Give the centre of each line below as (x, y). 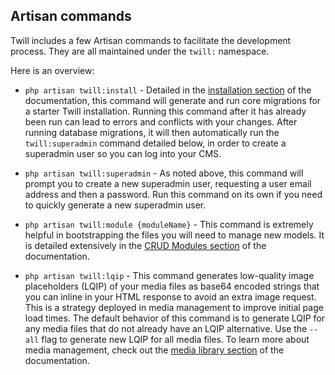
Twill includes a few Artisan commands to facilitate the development (151, 40)
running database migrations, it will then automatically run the (152, 132)
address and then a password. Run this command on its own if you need (173, 194)
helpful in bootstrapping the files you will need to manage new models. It (174, 235)
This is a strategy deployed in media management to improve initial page (174, 307)
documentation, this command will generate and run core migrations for (173, 100)
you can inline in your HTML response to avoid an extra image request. (170, 296)
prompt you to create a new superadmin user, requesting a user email (168, 183)
